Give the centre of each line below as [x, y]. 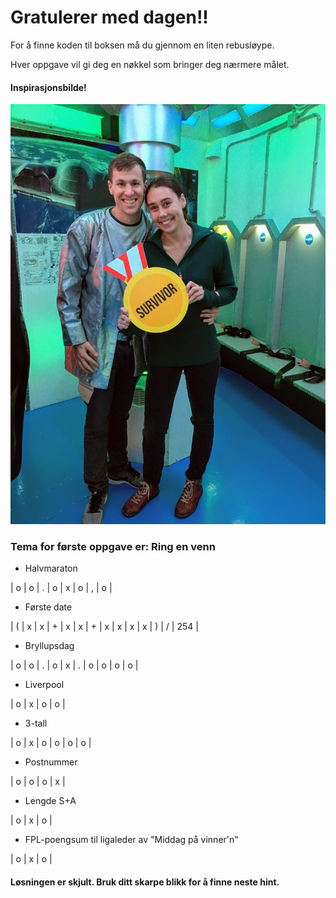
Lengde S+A [50, 801]
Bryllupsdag [49, 646]
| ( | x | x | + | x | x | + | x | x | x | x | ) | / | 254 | [104, 627]
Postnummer [51, 762]
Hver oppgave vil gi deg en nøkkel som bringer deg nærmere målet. [150, 64]
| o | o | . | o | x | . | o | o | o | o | [74, 665]
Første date [48, 607]
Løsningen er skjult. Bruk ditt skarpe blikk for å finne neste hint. [145, 882]
